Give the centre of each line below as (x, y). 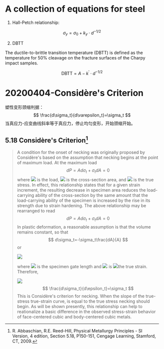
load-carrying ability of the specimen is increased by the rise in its (83, 200)
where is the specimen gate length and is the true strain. (82, 267)
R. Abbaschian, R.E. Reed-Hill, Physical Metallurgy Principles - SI (77, 331)
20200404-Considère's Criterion (74, 93)
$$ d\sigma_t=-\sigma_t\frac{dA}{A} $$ (88, 240)
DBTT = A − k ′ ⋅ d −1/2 (82, 73)
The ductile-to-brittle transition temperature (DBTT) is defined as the (74, 53)
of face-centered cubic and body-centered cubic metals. (74, 317)
